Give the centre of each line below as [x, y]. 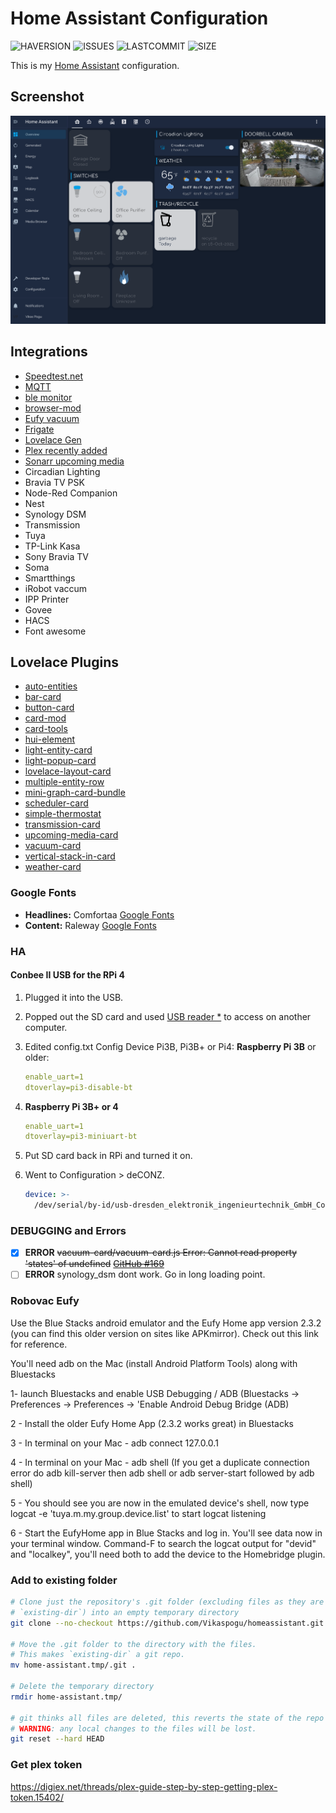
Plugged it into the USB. [74, 997]
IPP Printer [47, 599]
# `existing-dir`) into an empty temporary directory [125, 1612]
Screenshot [47, 97]
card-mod [45, 718]
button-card [49, 708]
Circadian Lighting [62, 471]
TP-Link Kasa [52, 546]
